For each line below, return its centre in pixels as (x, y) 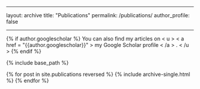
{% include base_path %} (37, 63)
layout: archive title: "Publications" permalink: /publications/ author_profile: (98, 15)
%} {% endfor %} (28, 80)
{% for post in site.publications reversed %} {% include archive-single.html (98, 74)
